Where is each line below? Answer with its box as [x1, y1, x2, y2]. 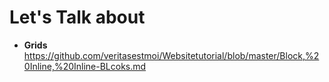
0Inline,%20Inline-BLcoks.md [23, 60, 147, 72]
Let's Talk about [9, 6, 146, 29]
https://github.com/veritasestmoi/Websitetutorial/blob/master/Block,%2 [23, 49, 320, 61]
